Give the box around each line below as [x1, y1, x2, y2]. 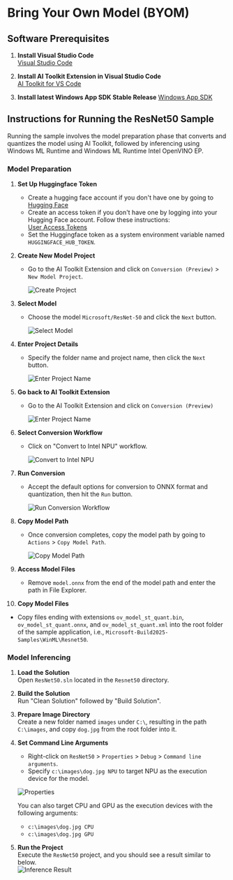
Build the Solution [17, 689, 70, 698]
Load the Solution [17, 669, 70, 677]
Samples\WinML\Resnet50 [17, 636, 87, 643]
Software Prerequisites [7, 33, 110, 45]
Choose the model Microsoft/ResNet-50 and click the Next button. [27, 313, 217, 322]
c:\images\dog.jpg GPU [27, 831, 94, 838]
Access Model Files [17, 565, 75, 574]
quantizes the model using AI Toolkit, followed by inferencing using [7, 139, 200, 147]
